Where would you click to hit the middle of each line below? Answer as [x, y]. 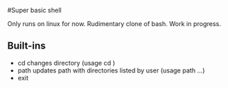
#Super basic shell [34, 10]
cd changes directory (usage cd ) [66, 63]
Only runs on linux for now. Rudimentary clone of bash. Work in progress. [114, 24]
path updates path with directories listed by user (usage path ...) [111, 70]
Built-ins [27, 46]
